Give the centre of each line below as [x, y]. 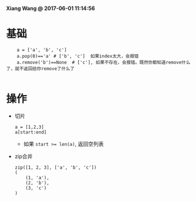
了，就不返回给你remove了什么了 [40, 68]
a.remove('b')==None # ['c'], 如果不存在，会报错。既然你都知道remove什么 [104, 62]
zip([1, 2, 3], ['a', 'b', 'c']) [56, 168]
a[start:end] [31, 132]
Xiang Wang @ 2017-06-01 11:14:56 [51, 8]
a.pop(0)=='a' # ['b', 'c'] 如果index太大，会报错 [78, 56]
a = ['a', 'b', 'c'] [42, 50]
